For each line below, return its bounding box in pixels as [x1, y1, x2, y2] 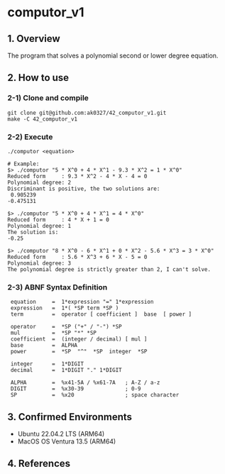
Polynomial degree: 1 [7, 222, 72, 229]
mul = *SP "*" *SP [10, 329, 97, 337]
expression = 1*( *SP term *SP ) [10, 304, 119, 312]
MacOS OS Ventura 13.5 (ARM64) [17, 437, 116, 446]
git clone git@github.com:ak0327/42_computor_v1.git [7, 109, 167, 116]
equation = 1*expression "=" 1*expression [10, 299, 154, 306]
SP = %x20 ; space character [10, 392, 180, 399]
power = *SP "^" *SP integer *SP [10, 348, 148, 355]
